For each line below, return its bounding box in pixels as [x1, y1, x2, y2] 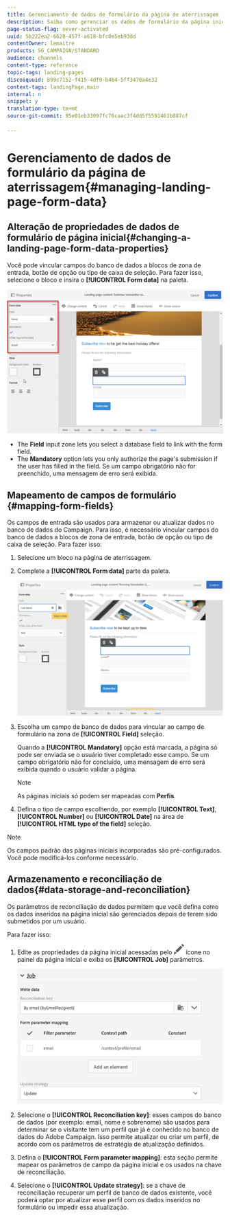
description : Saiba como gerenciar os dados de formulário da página [7, 18, 210, 25]
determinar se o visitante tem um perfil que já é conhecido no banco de [16, 1125, 219, 1134]
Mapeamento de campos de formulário [7, 489, 177, 501]
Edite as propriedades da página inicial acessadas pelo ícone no [16, 948, 211, 956]
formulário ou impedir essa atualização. [16, 1203, 129, 1211]
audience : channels [7, 55, 63, 62]
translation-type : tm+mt [7, 105, 78, 113]
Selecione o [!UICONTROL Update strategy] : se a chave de [16, 1181, 186, 1189]
